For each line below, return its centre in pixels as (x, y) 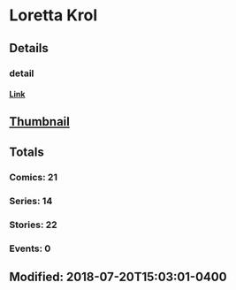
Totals (27, 152)
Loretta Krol (53, 15)
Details (29, 48)
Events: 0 (30, 248)
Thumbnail (40, 122)
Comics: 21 (33, 177)
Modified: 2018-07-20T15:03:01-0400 (118, 276)
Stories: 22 (33, 225)
